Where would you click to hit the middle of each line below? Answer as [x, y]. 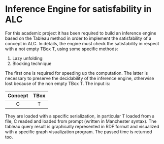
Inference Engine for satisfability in [78, 9]
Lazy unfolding [27, 58]
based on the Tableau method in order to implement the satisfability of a [78, 38]
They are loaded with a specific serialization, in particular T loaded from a [80, 116]
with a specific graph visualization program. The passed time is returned [79, 132]
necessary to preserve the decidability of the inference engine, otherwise [80, 78]
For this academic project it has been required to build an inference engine [81, 33]
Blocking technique [32, 63]
